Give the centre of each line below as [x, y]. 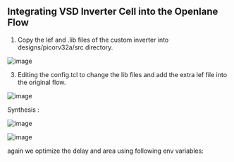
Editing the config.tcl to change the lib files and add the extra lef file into [122, 74]
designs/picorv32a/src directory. [65, 47]
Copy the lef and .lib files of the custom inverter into [93, 40]
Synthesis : [24, 110]
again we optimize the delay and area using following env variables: [106, 151]
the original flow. [42, 82]
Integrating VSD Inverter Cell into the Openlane [113, 12]
